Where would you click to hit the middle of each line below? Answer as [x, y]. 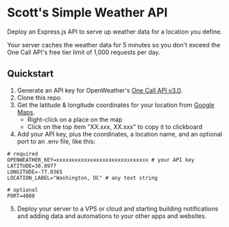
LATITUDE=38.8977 [32, 166]
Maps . [26, 112]
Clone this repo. [39, 97]
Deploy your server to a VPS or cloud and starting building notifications [118, 208]
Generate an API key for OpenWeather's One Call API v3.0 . [100, 90]
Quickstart [31, 74]
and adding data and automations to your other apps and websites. [112, 216]
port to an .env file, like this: [56, 141]
